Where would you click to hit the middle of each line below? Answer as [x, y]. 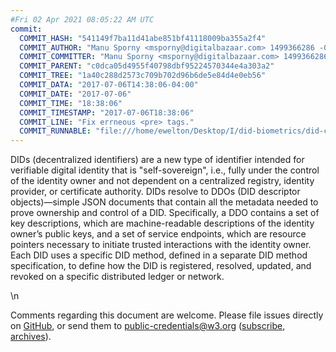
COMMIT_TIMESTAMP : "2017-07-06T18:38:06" [107, 112]
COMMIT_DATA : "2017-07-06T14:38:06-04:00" [109, 85]
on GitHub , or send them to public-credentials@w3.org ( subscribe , [148, 326]
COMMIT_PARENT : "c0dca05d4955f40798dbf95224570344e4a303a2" [147, 66]
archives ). [31, 337]
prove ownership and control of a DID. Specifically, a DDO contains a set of [165, 213]
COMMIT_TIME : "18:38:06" [71, 103]
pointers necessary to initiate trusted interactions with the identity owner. [161, 245]
